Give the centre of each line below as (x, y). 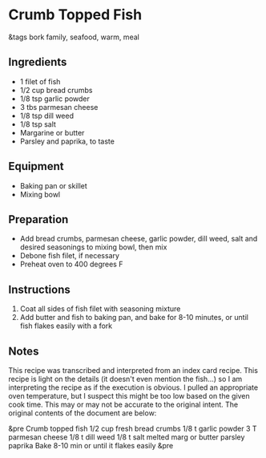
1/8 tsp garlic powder (55, 99)
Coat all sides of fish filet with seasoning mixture (100, 309)
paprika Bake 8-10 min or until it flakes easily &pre (91, 446)
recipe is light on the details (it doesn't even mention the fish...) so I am (125, 379)
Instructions (39, 289)
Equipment (36, 166)
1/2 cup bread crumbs (56, 90)
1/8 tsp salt (38, 124)
